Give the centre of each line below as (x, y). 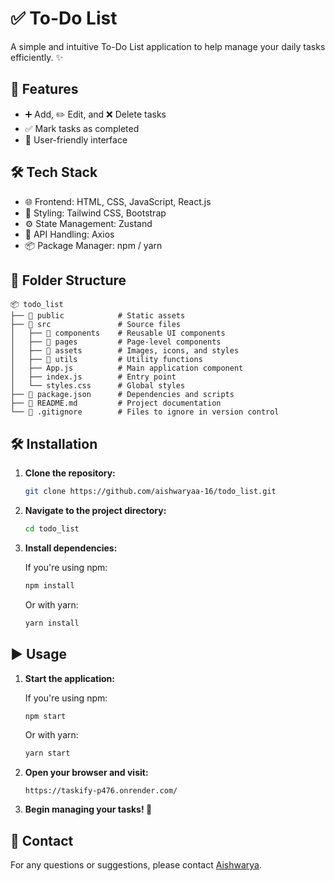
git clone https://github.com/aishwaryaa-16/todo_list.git (150, 492)
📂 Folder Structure (68, 280)
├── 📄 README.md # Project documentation (116, 403)
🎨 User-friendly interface (76, 139)
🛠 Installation (54, 443)
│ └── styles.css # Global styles (98, 386)
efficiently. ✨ (36, 57)
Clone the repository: (70, 473)
